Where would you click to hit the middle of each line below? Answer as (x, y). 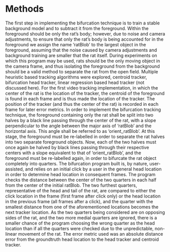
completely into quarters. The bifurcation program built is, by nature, (77, 163)
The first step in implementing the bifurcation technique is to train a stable (82, 23)
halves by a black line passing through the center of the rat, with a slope (81, 120)
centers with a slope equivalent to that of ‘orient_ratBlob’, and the (73, 153)
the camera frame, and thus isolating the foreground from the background (82, 66)
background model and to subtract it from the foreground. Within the (77, 28)
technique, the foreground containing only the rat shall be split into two (79, 115)
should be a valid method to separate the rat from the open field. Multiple (82, 71)
